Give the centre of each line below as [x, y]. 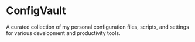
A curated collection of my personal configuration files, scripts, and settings [97, 27]
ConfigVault [36, 11]
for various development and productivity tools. [64, 33]
